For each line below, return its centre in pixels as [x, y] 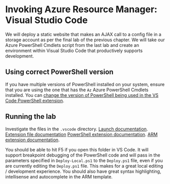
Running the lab [31, 116]
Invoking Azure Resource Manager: [81, 9]
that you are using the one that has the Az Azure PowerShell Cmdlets [77, 90]
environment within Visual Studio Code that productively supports [74, 50]
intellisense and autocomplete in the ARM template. [59, 176]
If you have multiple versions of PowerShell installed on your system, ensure [85, 84]
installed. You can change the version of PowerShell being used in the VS [82, 95]
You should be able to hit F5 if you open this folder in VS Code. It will [77, 149]
